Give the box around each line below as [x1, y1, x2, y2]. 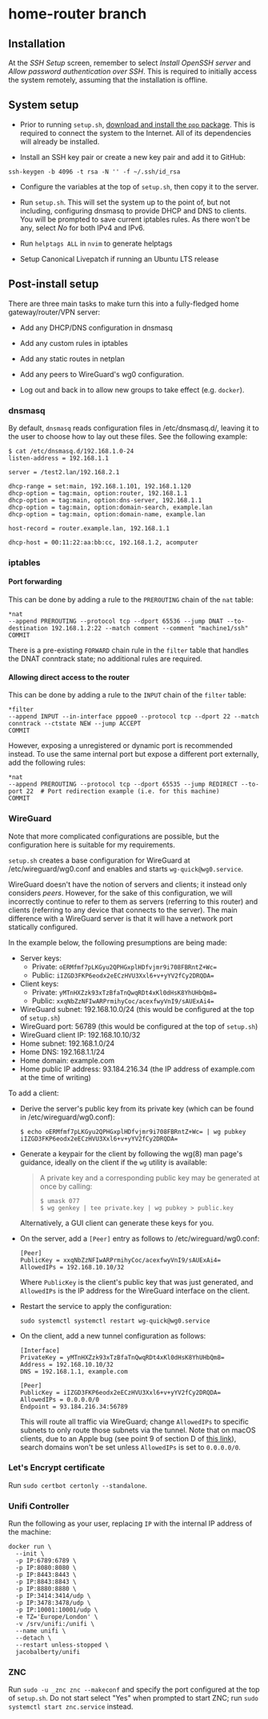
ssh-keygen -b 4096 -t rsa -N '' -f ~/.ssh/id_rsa [8, 168, 181, 176]
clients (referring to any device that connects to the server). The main [8, 904, 238, 915]
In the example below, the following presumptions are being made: [8, 937, 228, 947]
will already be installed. [19, 136, 100, 146]
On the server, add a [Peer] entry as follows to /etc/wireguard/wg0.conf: [19, 1233, 260, 1243]
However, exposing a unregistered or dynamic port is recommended [8, 741, 234, 750]
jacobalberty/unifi [15, 1648, 81, 1656]
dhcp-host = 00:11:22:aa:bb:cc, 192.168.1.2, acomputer [8, 538, 198, 547]
